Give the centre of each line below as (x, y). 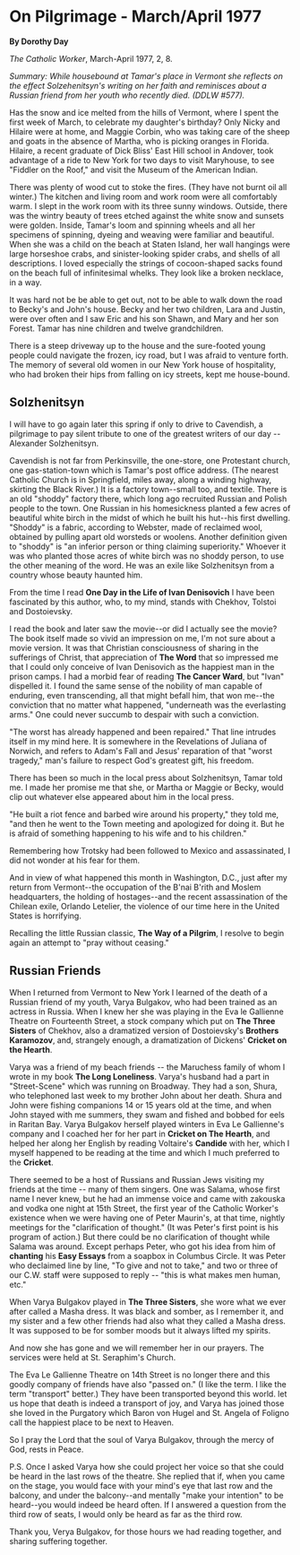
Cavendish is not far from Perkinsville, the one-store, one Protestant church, (150, 460)
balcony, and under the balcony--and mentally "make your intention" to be (146, 1495)
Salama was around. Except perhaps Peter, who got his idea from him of (142, 1246)
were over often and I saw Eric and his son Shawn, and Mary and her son (144, 318)
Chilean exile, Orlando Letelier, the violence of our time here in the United (145, 906)
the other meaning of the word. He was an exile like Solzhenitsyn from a (142, 565)
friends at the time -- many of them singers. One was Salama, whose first (145, 1189)
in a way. (26, 282)
